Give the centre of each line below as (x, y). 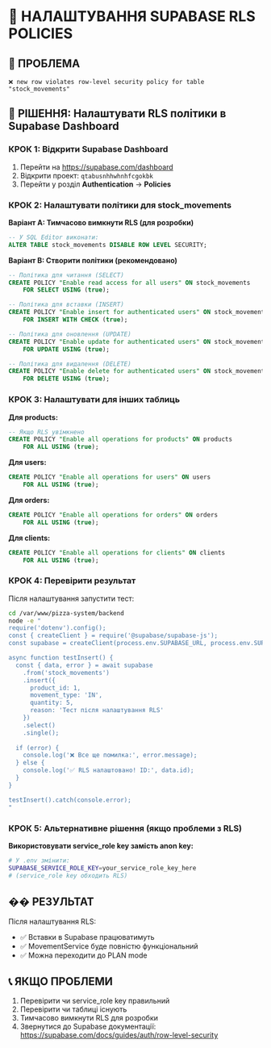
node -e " (25, 621)
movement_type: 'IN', (66, 695)
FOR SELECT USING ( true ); (67, 290)
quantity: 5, (52, 703)
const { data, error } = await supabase (84, 665)
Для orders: (29, 500)
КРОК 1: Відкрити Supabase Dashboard (88, 149)
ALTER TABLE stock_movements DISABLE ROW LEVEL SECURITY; (108, 245)
